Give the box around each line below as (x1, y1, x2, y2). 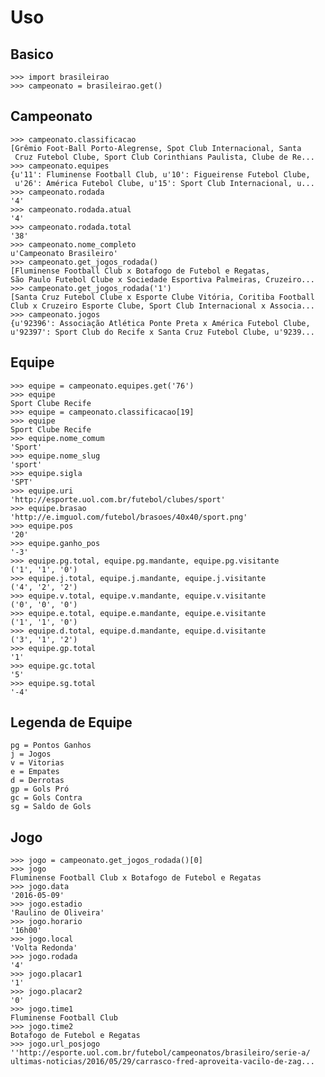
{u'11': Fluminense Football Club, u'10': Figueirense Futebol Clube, (10, 169, 311, 180)
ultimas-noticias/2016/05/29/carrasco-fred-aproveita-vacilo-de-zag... (10, 1057, 315, 1067)
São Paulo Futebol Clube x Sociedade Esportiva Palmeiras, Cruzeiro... (10, 274, 315, 285)
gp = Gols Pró (10, 784, 70, 795)
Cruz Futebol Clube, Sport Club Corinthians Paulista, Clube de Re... (14, 152, 315, 162)
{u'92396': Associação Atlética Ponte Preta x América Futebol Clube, (10, 318, 311, 328)
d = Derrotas (10, 776, 65, 786)
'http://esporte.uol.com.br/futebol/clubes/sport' (10, 494, 226, 505)
